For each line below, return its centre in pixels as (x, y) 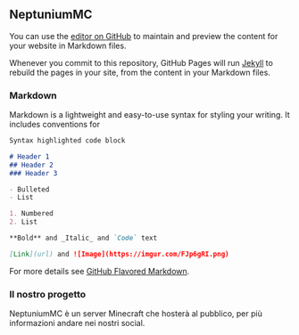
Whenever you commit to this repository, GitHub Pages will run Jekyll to (141, 62)
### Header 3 (33, 173)
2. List (24, 222)
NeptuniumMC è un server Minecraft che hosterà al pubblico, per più (136, 314)
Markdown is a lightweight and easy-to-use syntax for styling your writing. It (149, 115)
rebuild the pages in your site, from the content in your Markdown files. (140, 72)
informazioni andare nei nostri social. (77, 323)
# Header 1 (29, 156)
